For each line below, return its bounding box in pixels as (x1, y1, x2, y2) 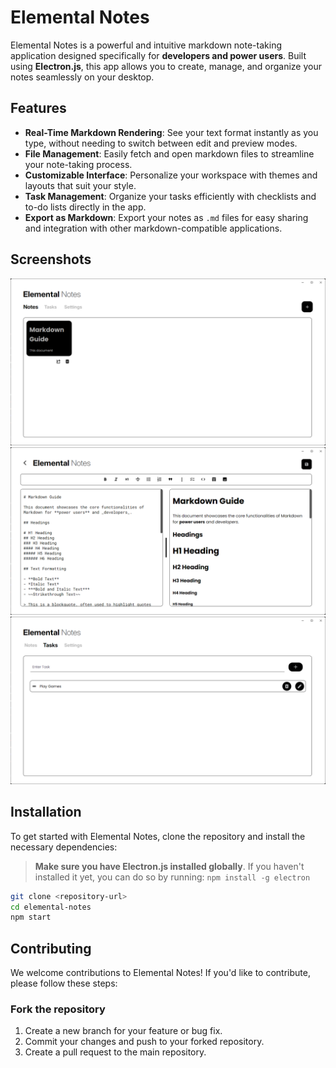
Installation (10, 804, 82, 821)
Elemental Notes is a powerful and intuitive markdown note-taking (10, 39, 282, 51)
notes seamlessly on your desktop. (10, 71, 155, 83)
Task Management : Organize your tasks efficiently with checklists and (24, 190, 317, 202)
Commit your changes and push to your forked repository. (24, 1036, 265, 1048)
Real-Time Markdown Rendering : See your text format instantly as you (24, 126, 319, 138)
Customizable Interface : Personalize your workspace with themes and (24, 169, 318, 181)
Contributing (10, 940, 92, 957)
